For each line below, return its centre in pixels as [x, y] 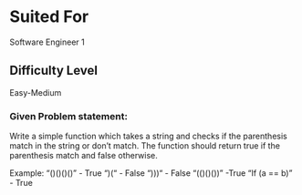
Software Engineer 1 [47, 42]
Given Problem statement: [68, 116]
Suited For [49, 17]
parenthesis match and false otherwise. [83, 156]
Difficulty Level [54, 71]
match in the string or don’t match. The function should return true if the [145, 146]
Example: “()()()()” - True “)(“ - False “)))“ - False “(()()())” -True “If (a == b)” [151, 173]
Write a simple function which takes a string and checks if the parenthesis [148, 136]
